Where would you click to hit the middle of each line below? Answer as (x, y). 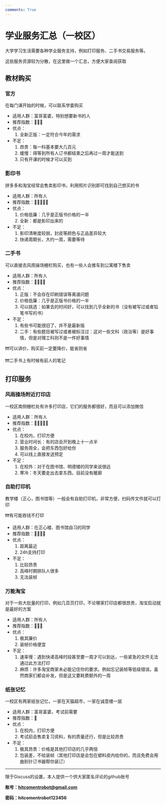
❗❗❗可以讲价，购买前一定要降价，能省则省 (46, 348)
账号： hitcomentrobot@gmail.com (41, 787)
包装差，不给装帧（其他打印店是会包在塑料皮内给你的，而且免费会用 (89, 755)
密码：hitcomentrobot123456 (36, 798)
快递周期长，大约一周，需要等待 (52, 239)
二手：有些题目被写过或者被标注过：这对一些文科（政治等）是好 (84, 331)
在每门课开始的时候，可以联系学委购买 (44, 105)
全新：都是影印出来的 (41, 220)
